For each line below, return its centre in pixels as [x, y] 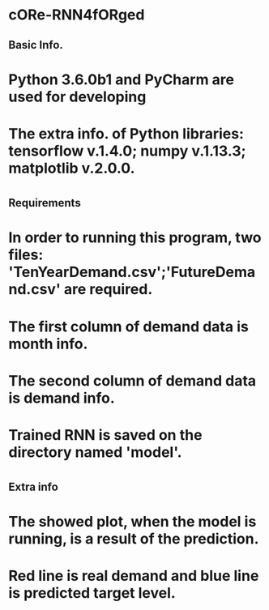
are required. [108, 290]
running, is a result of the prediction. [134, 539]
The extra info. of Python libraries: [126, 133]
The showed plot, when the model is [132, 522]
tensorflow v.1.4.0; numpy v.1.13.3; [127, 151]
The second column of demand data [132, 380]
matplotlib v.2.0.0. [72, 168]
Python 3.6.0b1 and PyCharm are [122, 79]
